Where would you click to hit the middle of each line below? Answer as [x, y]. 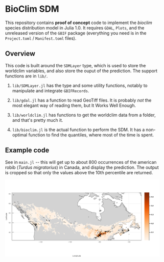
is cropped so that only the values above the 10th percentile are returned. [79, 172]
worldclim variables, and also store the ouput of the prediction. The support [81, 71]
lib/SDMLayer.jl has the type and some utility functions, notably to [80, 85]
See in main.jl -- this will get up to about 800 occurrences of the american [81, 162]
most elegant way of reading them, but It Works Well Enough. [74, 105]
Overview [20, 54]
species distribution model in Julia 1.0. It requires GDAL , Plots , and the [75, 27]
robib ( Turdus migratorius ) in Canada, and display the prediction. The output [82, 167]
